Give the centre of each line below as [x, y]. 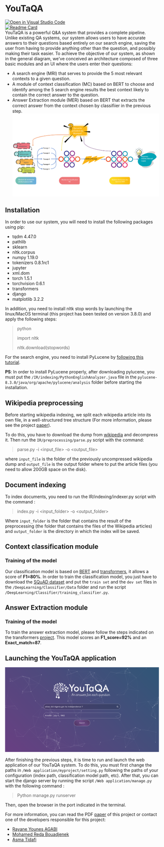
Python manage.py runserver [46, 795]
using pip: [15, 227]
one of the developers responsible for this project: [55, 820]
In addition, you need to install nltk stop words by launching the [69, 309]
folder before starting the [117, 382]
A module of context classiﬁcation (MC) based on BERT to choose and [83, 84]
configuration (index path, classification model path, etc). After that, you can [82, 775]
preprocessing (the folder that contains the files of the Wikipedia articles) [79, 526]
